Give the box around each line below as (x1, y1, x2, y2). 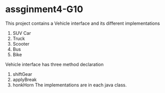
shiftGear (12, 71, 33, 77)
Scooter (12, 40, 30, 46)
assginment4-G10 (5, 4, 84, 15)
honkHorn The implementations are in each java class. (12, 82, 127, 88)
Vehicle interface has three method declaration (5, 61, 104, 67)
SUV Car (12, 30, 32, 36)
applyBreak (12, 76, 37, 82)
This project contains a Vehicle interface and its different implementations (5, 20, 160, 26)
